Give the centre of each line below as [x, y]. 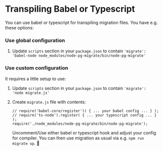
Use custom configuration [37, 68]
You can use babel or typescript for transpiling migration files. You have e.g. [81, 22]
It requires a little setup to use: [36, 79]
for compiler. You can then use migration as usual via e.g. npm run [78, 138]
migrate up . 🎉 [26, 143]
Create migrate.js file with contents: [49, 102]
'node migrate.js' [31, 93]
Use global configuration [35, 40]
